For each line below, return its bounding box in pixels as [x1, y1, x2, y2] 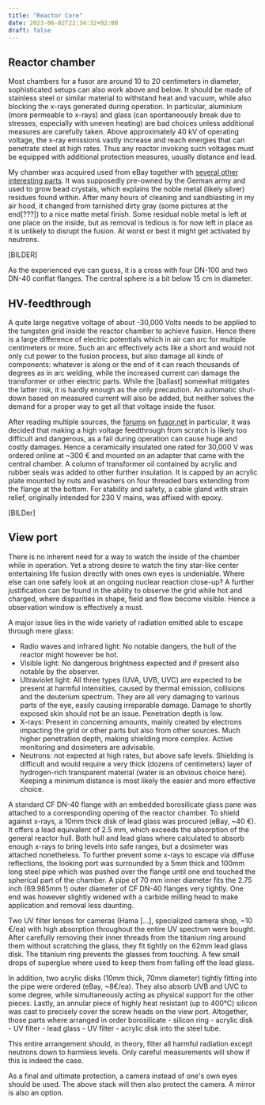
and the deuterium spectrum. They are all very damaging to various [19, 691, 240, 701]
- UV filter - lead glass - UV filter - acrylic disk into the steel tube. [8, 1024, 221, 1033]
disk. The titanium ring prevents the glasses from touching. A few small [8, 949, 240, 959]
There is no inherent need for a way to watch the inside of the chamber [8, 551, 240, 562]
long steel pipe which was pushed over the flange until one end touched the [8, 867, 256, 876]
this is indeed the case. [8, 1055, 84, 1065]
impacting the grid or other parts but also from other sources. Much [19, 725, 241, 735]
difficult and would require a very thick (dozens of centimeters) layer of [19, 759, 252, 768]
